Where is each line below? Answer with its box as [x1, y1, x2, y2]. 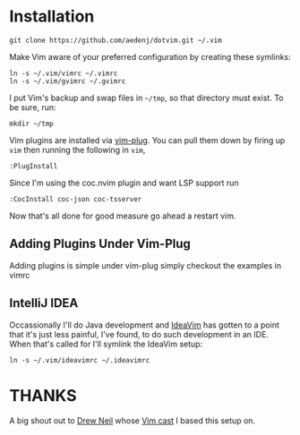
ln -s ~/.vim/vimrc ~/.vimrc [9, 69, 118, 78]
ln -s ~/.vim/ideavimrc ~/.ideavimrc [9, 355, 150, 364]
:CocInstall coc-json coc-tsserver [9, 194, 142, 203]
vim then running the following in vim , [9, 144, 146, 155]
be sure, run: [9, 101, 56, 113]
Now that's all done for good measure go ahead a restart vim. [9, 210, 236, 221]
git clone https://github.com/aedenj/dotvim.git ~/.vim [9, 36, 222, 45]
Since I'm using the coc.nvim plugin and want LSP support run [9, 177, 239, 188]
